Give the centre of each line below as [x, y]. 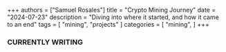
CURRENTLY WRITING [45, 42]
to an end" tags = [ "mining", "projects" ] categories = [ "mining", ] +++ [108, 24]
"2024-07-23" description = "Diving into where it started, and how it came [113, 17]
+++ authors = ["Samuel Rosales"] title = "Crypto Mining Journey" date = [112, 10]
